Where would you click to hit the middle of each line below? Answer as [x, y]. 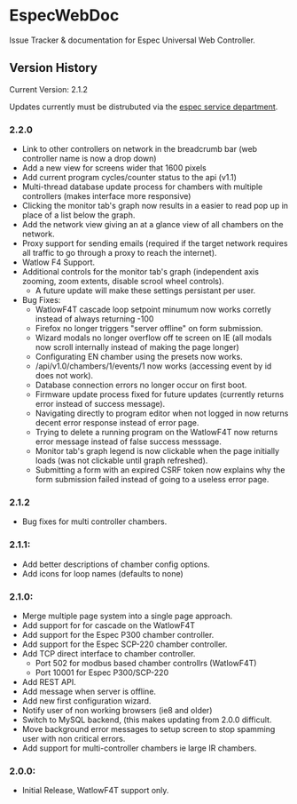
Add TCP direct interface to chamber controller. [109, 653]
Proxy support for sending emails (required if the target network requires [155, 243]
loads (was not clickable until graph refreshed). [121, 461]
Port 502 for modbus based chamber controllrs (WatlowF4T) [146, 663]
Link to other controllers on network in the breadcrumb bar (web [140, 149]
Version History [53, 68]
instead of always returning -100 [94, 319]
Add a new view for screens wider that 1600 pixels [114, 168]
